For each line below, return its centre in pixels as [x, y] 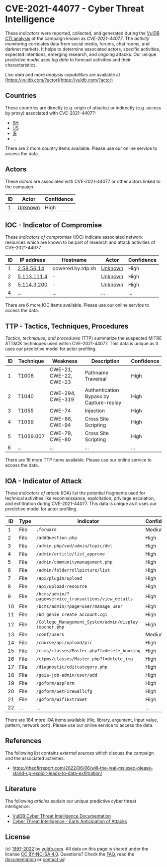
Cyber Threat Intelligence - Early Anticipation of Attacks [70, 821]
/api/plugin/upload [59, 578]
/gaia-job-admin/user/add [67, 675]
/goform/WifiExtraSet [62, 699]
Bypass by [97, 397]
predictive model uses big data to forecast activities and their [68, 59]
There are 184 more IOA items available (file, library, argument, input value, [82, 720]
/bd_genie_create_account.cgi [72, 615]
